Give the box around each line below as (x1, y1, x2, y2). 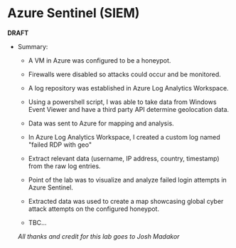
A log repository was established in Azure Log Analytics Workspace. (28, 83, 229, 92)
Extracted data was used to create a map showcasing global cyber (28, 197, 224, 205)
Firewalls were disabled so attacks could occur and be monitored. (28, 70, 222, 78)
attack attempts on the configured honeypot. (28, 205, 160, 213)
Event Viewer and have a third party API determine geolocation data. (28, 105, 230, 113)
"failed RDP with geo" (28, 140, 92, 149)
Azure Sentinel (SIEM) (7, 5, 140, 21)
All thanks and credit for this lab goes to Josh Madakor (17, 232, 180, 240)
